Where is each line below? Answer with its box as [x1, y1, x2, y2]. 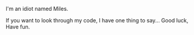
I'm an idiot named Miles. [5, 5, 69, 12]
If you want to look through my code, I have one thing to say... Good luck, [5, 17, 189, 24]
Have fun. [5, 24, 30, 30]
